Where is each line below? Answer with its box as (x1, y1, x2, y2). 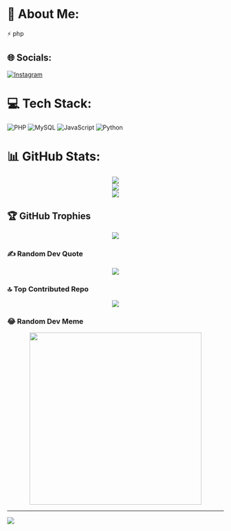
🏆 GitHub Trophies (7, 210, 91, 222)
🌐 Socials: (7, 52, 52, 64)
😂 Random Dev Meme (7, 316, 84, 326)
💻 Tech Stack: (7, 96, 92, 111)
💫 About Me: (7, 6, 80, 22)
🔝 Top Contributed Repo (7, 284, 89, 293)
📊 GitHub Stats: (7, 148, 101, 164)
